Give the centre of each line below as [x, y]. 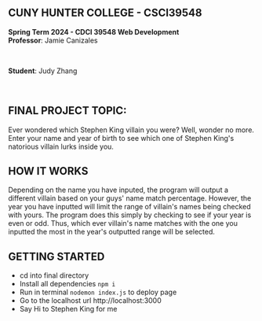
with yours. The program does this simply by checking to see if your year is [130, 215]
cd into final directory [54, 275]
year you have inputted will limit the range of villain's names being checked [129, 207]
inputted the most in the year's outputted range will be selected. [112, 232]
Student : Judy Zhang [43, 71]
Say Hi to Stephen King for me [68, 309]
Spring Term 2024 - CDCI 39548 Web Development [94, 31]
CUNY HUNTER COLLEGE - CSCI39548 [105, 13]
